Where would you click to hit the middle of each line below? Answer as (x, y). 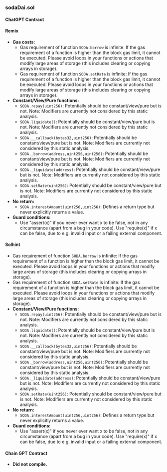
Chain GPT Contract (26, 453)
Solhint (13, 244)
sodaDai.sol (20, 7)
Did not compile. (30, 464)
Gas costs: (24, 42)
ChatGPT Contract (25, 19)
